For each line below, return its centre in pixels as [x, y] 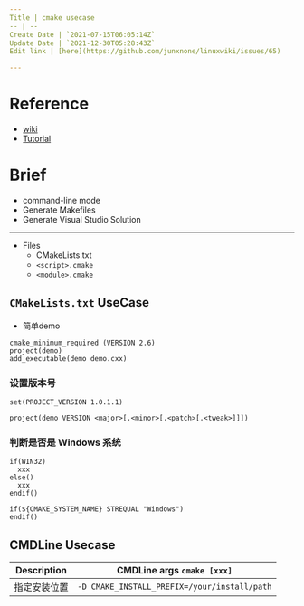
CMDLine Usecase [62, 545]
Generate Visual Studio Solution [82, 219]
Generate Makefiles [59, 210]
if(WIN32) [28, 462]
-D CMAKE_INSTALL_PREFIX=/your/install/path [175, 587]
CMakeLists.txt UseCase [80, 303]
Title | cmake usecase [52, 18]
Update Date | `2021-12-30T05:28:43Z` [82, 43]
